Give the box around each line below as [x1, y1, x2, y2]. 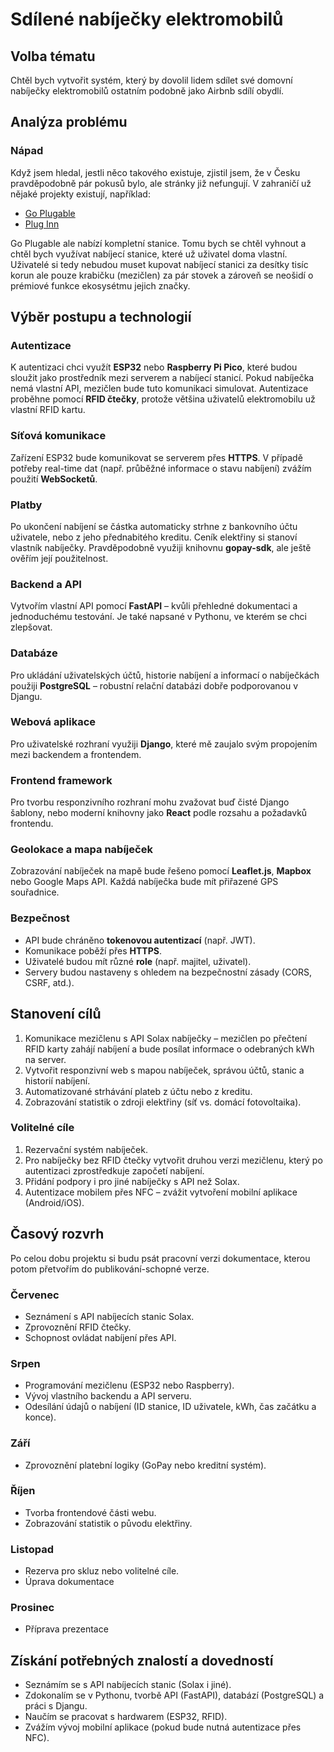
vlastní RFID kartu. [10, 404, 86, 416]
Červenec [10, 1288, 60, 1302]
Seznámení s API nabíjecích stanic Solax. [24, 1310, 195, 1322]
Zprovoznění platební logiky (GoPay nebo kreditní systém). [24, 1459, 267, 1471]
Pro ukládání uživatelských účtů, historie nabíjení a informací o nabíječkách [10, 669, 320, 681]
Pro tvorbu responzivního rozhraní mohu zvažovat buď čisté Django [10, 796, 290, 808]
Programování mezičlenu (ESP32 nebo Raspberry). [24, 1379, 235, 1392]
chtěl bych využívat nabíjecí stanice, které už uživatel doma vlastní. [10, 248, 288, 260]
